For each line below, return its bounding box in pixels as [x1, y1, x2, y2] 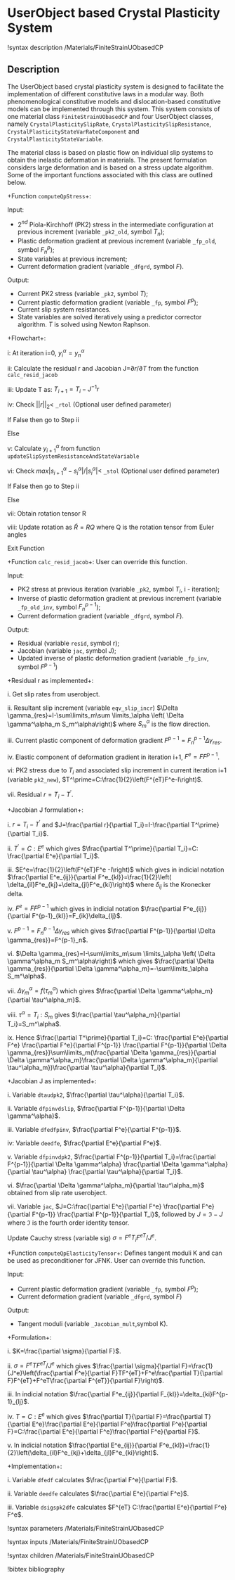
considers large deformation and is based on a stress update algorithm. [7, 163, 214, 172]
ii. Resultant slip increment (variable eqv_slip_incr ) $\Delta [7, 703, 179, 712]
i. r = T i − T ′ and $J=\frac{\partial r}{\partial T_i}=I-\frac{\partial [7, 819, 189, 831]
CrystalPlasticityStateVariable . [7, 134, 104, 143]
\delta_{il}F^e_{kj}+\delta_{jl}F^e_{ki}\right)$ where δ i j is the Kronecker [7, 880, 211, 891]
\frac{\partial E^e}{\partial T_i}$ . [7, 851, 100, 860]
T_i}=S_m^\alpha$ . [7, 1019, 62, 1028]
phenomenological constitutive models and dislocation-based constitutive [7, 97, 221, 106]
